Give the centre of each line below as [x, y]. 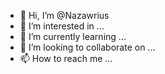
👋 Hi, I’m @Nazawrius [64, 15]
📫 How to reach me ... [66, 58]
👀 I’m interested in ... [62, 26]
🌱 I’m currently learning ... [73, 36]
